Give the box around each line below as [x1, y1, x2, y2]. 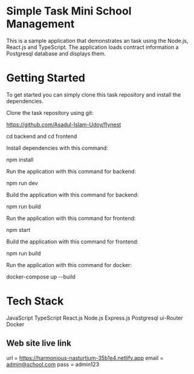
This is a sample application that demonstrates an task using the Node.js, [6, 37, 189, 44]
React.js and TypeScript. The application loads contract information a [6, 44, 179, 51]
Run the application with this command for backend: [6, 167, 136, 175]
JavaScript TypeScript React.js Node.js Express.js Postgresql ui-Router [6, 314, 183, 321]
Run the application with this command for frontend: [6, 214, 136, 222]
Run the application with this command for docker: [6, 261, 132, 268]
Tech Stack [6, 294, 64, 308]
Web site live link [6, 338, 71, 349]
